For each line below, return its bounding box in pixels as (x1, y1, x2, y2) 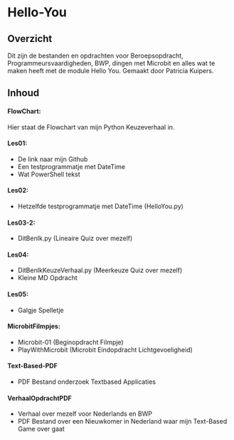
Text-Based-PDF (7, 362, 58, 370)
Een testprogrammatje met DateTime (17, 162, 126, 171)
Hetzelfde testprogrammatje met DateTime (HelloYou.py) (17, 202, 184, 210)
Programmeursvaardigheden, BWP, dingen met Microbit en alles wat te (7, 59, 216, 68)
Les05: (7, 290, 28, 299)
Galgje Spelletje (17, 306, 64, 314)
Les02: (7, 186, 29, 195)
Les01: (7, 139, 28, 148)
